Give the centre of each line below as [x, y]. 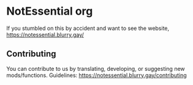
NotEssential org [50, 11]
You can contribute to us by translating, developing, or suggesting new [96, 68]
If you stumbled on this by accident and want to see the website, [88, 28]
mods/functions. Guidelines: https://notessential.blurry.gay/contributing [96, 75]
